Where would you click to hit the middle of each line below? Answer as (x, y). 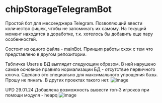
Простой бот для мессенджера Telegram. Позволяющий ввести (74, 23)
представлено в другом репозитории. (46, 54)
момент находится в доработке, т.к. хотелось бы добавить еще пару (79, 34)
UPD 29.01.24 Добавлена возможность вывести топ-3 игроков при (77, 89)
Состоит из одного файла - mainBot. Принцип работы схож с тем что (79, 49)
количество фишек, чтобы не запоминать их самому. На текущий (76, 28)
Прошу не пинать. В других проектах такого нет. (57, 80)
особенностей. (21, 39)
